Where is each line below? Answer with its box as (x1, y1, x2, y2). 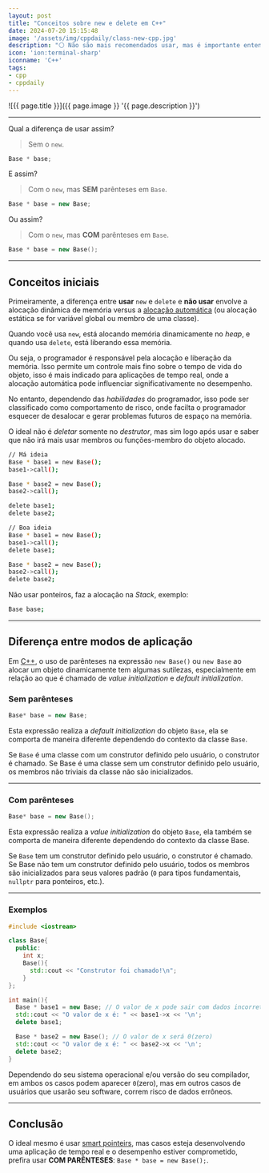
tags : (8, 64, 26, 72)
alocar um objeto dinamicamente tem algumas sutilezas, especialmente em (8, 665, 256, 674)
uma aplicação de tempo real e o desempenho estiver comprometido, (8, 1147, 238, 1157)
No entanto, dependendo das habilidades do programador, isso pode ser (8, 394, 250, 404)
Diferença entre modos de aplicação (8, 635, 194, 649)
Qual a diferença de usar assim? (8, 123, 114, 133)
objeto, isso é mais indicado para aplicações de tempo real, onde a (8, 370, 230, 380)
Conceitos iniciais (8, 275, 100, 289)
